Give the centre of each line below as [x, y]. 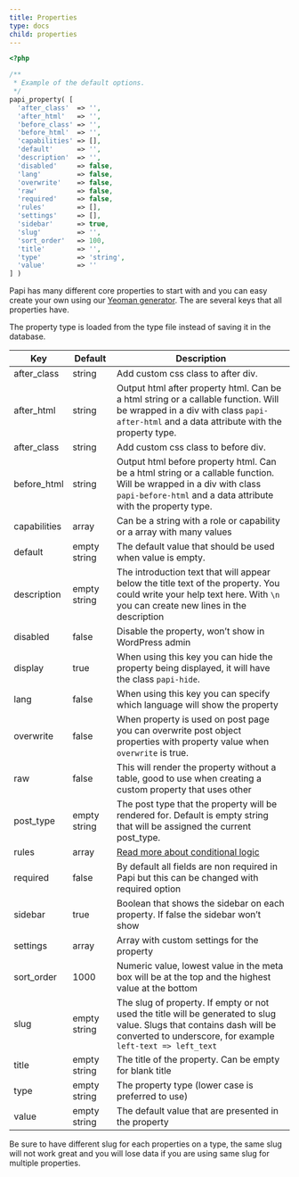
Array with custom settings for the [188, 941]
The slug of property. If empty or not [193, 1003]
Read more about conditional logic [188, 852]
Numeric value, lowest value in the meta [200, 966]
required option [149, 889]
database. [28, 336]
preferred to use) [153, 1097]
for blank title [144, 1071]
